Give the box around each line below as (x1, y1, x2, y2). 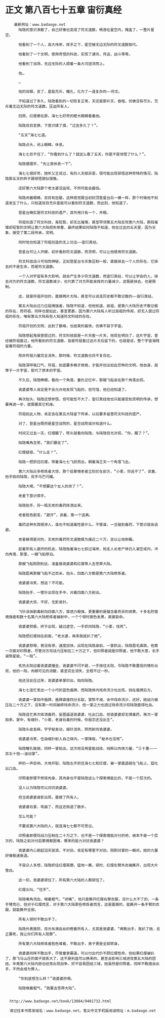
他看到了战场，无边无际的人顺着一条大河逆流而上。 (18, 61, 107, 66)
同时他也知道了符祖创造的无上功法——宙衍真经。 (18, 240, 100, 245)
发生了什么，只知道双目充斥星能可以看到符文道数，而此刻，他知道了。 (8, 201, 130, 206)
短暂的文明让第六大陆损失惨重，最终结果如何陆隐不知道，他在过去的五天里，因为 (12, 225, 152, 230)
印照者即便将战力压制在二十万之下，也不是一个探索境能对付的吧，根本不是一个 (18, 833, 155, 838)
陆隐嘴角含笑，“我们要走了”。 (18, 440, 71, 445)
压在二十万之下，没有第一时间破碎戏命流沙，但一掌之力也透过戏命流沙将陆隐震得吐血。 (5, 702, 156, 707)
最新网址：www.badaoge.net (14, 22, 66, 27)
